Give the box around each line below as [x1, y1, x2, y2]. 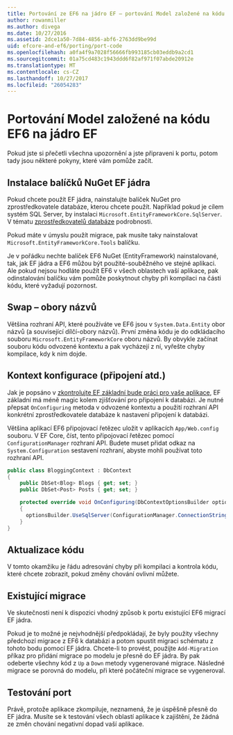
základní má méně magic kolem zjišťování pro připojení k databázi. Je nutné [7, 395, 224, 404]
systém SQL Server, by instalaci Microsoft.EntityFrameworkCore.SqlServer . [7, 210, 223, 218]
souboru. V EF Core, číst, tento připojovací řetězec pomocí [7, 431, 175, 439]
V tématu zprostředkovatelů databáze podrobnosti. [7, 217, 153, 226]
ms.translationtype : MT [7, 62, 76, 69]
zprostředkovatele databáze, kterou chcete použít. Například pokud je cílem [7, 203, 224, 211]
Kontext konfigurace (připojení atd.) [7, 370, 166, 381]
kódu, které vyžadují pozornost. [7, 281, 98, 290]
